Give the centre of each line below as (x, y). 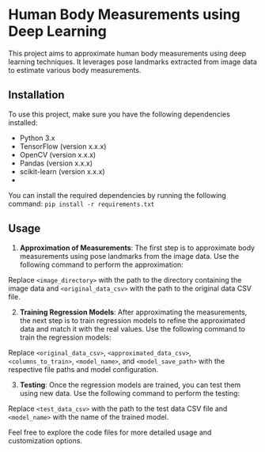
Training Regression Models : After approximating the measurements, (133, 312)
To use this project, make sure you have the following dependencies (119, 114)
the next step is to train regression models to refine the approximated (132, 320)
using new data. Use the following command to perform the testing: (129, 393)
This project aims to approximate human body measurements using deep (127, 53)
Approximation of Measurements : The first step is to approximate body (137, 248)
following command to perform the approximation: (101, 264)
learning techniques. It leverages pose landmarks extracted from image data (132, 62)
